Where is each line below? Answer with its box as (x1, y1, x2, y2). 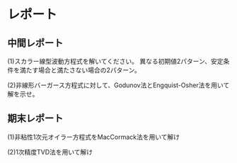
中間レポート (7, 37, 64, 49)
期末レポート (7, 113, 64, 125)
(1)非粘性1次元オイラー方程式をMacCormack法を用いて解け (7, 133, 180, 141)
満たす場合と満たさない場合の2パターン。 (19, 66, 141, 74)
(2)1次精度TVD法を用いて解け (7, 147, 93, 156)
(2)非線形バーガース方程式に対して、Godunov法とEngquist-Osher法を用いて (7, 81, 230, 89)
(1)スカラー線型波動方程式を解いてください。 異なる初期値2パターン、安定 (7, 57, 224, 65)
